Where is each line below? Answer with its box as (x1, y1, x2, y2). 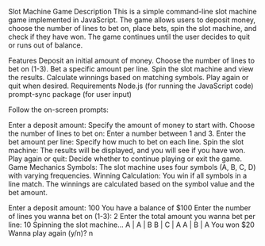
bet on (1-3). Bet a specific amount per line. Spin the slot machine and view (8, 64, 254, 74)
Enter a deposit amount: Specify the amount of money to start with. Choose (8, 121, 255, 129)
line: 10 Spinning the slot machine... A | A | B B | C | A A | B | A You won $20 (8, 220, 255, 229)
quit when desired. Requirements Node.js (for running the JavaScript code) (8, 81, 254, 90)
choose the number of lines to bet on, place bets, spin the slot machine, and (8, 24, 257, 33)
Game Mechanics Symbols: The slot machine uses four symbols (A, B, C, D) (8, 163, 256, 171)
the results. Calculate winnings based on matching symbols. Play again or (8, 73, 249, 82)
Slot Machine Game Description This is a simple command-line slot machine (8, 7, 257, 16)
